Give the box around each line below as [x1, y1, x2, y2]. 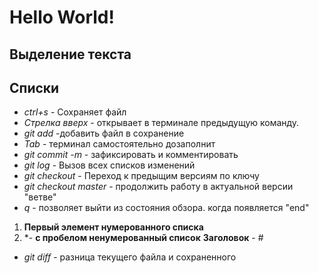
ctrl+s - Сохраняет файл [23, 106, 127, 118]
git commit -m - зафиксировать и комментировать [23, 149, 239, 161]
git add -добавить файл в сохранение [23, 127, 185, 140]
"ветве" [23, 191, 57, 203]
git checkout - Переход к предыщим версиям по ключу [23, 170, 260, 182]
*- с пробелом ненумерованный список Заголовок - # [23, 232, 264, 244]
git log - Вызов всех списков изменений [23, 159, 196, 171]
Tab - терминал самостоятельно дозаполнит [23, 138, 216, 150]
